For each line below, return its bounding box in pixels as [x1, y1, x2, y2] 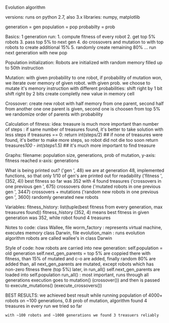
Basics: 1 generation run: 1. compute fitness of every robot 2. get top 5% [5, 34, 156, 39]
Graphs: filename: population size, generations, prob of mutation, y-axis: [5, 152, 156, 158]
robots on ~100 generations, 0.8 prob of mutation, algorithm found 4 [5, 298, 147, 303]
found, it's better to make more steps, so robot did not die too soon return [5, 137, 158, 143]
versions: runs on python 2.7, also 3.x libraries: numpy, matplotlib [5, 14, 140, 20]
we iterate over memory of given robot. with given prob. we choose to [5, 80, 150, 86]
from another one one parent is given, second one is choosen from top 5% [5, 106, 160, 112]
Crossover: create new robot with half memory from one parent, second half [5, 100, 164, 106]
